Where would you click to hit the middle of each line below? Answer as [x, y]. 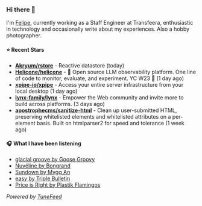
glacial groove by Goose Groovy [55, 159]
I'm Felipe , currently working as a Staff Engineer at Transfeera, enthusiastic [100, 23]
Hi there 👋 [21, 10]
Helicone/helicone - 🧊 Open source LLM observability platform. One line [106, 72]
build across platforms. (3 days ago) [60, 104]
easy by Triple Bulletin [43, 178]
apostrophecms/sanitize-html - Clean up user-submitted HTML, [96, 110]
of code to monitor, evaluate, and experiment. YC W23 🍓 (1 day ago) [99, 78]
